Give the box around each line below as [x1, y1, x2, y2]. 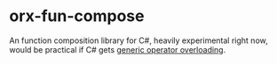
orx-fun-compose [9, 6, 145, 26]
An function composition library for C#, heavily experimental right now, [9, 35, 268, 46]
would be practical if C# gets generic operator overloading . [9, 44, 226, 54]
